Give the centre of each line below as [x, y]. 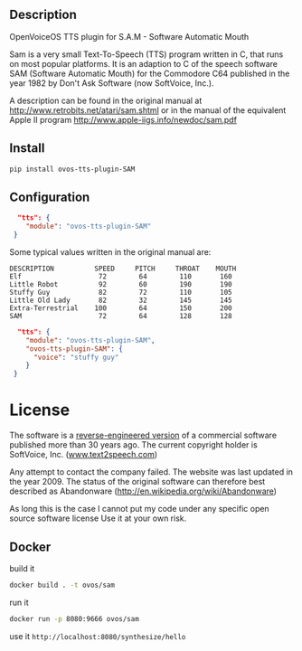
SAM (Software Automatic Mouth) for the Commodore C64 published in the [150, 73]
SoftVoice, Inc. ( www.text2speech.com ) [84, 455]
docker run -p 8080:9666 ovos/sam [75, 618]
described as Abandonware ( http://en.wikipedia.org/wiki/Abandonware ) [143, 491]
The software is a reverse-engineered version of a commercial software [143, 435]
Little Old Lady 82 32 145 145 [121, 300]
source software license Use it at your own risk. [98, 518]
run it [19, 602]
